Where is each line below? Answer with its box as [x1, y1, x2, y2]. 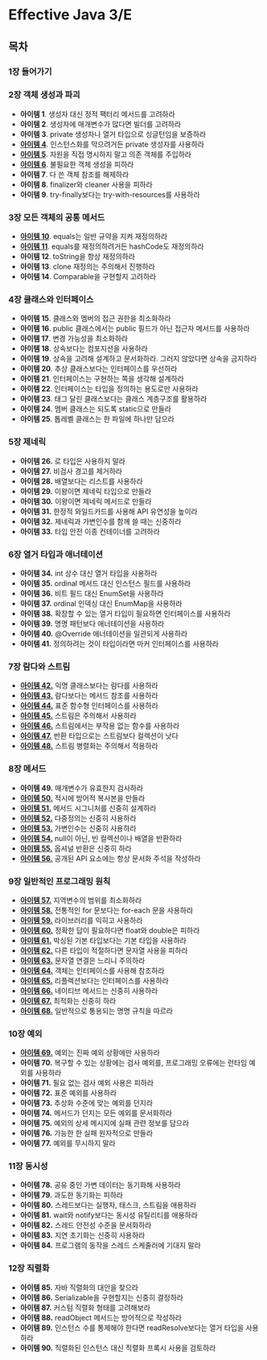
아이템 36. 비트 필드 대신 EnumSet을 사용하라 [19, 588, 164, 598]
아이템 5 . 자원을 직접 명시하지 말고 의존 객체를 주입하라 [19, 149, 191, 159]
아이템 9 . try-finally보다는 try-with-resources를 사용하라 [19, 189, 200, 199]
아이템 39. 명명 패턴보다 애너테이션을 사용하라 [19, 618, 165, 628]
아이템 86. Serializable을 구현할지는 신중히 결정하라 [19, 1292, 183, 1302]
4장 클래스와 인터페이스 [8, 294, 94, 305]
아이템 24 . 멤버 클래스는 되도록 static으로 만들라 [19, 404, 171, 414]
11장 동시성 [8, 1160, 48, 1172]
